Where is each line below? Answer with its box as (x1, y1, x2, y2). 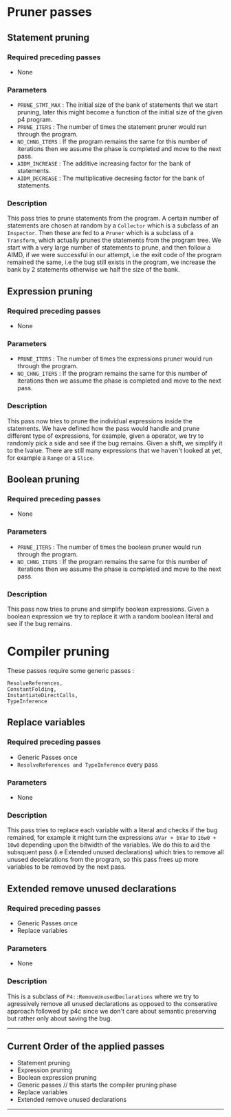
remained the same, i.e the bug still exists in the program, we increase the (7, 258, 217, 266)
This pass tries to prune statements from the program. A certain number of (7, 214, 219, 223)
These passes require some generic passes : (7, 666, 135, 674)
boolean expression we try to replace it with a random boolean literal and (7, 612, 214, 621)
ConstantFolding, (7, 685, 57, 693)
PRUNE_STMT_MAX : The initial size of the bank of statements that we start (16, 101, 218, 109)
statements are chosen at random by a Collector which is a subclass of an (7, 221, 219, 230)
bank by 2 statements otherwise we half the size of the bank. (7, 265, 180, 274)
